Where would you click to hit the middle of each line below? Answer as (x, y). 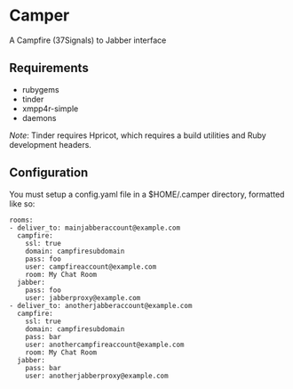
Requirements (49, 68)
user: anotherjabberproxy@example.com (97, 376)
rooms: (21, 220)
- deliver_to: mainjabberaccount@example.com (95, 228)
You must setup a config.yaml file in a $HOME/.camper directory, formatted (147, 194)
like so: (22, 203)
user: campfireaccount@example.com (91, 267)
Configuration (49, 173)
